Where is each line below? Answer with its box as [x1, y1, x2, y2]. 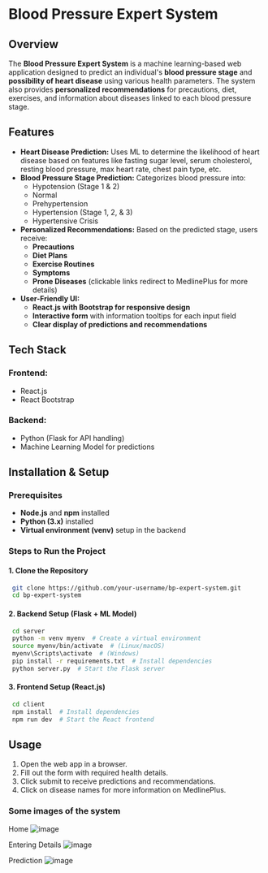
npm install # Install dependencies [11, 707, 140, 715]
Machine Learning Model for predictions [19, 442, 155, 452]
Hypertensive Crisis [32, 216, 99, 226]
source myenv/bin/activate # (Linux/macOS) [11, 642, 165, 650]
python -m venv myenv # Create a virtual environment [11, 634, 201, 642]
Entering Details [8, 840, 62, 849]
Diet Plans [32, 250, 67, 260]
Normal [32, 190, 58, 200]
